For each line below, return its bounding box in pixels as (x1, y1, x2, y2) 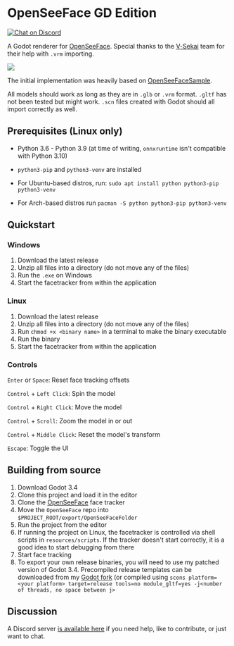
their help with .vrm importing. (7, 49, 95, 58)
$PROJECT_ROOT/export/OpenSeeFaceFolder (17, 514, 138, 521)
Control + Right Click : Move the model (7, 403, 122, 411)
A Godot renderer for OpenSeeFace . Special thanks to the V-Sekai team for (7, 42, 225, 50)
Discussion (7, 606, 58, 618)
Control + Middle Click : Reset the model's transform (7, 430, 160, 439)
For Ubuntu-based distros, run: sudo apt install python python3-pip (17, 178, 219, 187)
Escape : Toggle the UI (7, 444, 69, 452)
